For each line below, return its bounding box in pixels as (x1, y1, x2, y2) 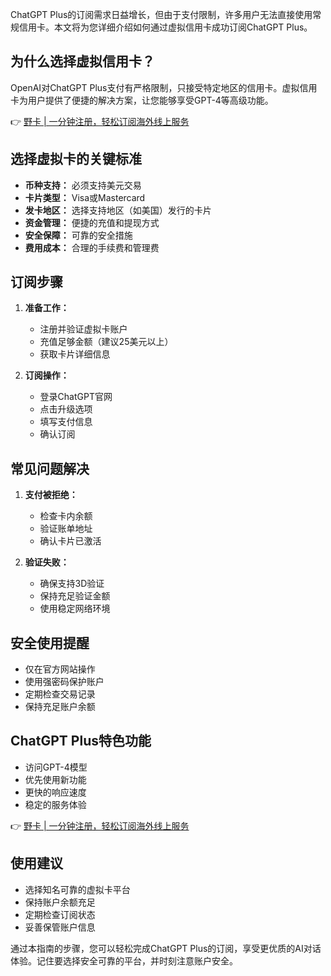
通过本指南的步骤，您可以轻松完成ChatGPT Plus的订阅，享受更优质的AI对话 (10, 942, 322, 954)
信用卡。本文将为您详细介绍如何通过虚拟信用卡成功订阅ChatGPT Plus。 (18, 21, 313, 33)
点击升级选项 (39, 403, 93, 415)
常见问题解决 (10, 460, 90, 477)
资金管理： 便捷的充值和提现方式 (24, 216, 160, 228)
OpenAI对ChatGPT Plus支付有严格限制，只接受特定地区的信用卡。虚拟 (10, 81, 300, 93)
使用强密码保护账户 (24, 676, 105, 688)
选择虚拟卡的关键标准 (10, 151, 142, 168)
